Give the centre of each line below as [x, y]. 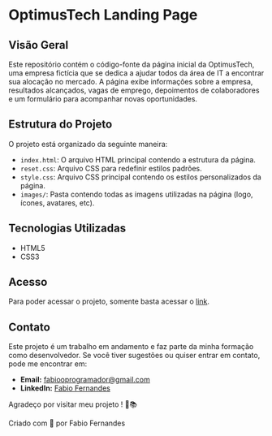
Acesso [28, 282]
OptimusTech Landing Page [103, 15]
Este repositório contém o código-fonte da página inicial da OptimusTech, [132, 64]
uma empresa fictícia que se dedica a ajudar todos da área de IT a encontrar [136, 73]
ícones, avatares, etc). [57, 203]
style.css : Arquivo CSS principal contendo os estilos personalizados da [140, 177]
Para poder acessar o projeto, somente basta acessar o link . [109, 301]
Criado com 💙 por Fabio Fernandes [67, 423]
